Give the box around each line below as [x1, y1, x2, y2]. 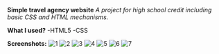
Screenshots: [7, 40, 47, 47]
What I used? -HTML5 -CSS [7, 27, 88, 34]
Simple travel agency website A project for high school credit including [7, 6, 212, 14]
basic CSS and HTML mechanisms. [7, 13, 109, 21]
